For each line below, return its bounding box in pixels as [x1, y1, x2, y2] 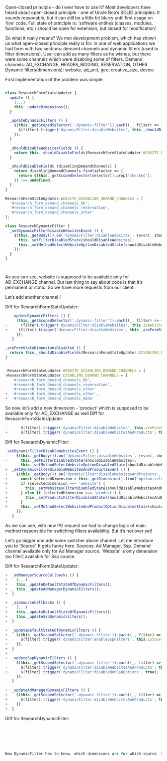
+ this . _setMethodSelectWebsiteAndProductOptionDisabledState [5, 504, 148, 509]
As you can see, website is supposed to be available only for [5, 274, 129, 280]
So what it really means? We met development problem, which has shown [5, 35, 156, 41]
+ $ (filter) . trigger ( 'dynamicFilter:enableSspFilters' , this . [5, 637, 148, 642]
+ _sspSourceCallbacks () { [5, 600, 66, 605]
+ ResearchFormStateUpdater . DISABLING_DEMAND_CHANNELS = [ [5, 373, 128, 378]
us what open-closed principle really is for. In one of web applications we [5, 40, 155, 46]
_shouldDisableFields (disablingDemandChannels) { [9, 164, 117, 169]
